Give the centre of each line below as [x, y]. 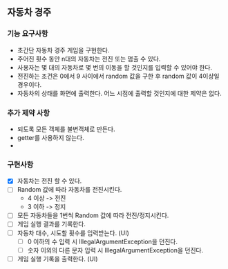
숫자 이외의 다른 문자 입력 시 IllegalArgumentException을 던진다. [115, 250]
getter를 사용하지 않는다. [50, 137]
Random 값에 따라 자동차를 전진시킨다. [69, 190]
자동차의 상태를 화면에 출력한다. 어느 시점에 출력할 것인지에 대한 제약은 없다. [120, 93]
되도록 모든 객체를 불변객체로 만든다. [66, 129]
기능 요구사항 [28, 34]
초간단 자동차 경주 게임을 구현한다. [63, 50]
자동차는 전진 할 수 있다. [49, 181]
